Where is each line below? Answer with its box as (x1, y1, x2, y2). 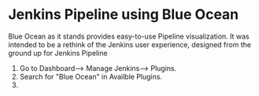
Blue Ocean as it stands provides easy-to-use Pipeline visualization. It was (8, 31, 250, 41)
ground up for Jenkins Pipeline (8, 48, 108, 57)
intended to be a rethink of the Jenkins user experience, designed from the (8, 39, 252, 49)
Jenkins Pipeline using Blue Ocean (8, 6, 239, 24)
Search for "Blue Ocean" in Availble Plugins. (19, 72, 163, 81)
